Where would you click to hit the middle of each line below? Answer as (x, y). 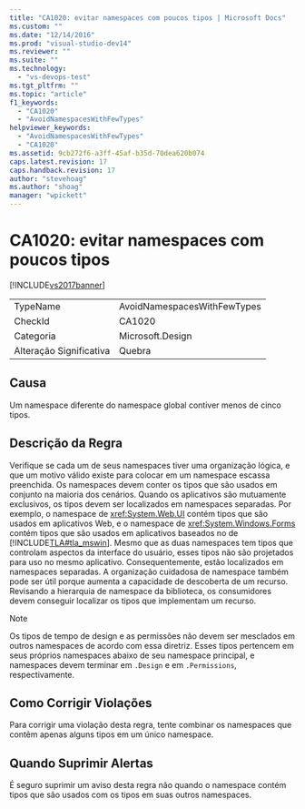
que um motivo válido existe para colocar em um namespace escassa (140, 475)
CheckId (32, 321)
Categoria (35, 336)
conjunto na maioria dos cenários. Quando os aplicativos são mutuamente (148, 494)
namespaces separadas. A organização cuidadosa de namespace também (149, 571)
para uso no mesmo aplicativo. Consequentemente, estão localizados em (147, 561)
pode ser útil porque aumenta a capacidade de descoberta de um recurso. (149, 581)
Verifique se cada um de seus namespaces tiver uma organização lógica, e (150, 465)
